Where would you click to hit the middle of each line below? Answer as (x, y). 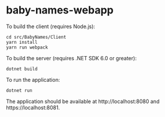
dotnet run (19, 90)
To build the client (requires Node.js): (50, 26)
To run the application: (33, 80)
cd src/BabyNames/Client (36, 37)
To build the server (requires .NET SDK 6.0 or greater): (71, 58)
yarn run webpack (27, 47)
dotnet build (22, 69)
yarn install (22, 42)
